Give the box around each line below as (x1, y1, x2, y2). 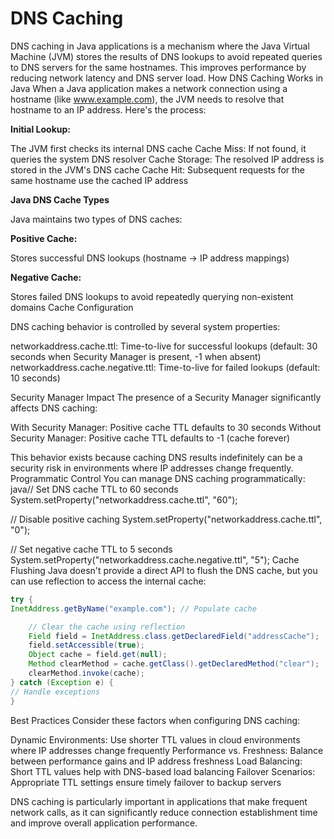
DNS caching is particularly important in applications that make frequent (10, 795, 308, 807)
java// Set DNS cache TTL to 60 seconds (10, 483, 179, 495)
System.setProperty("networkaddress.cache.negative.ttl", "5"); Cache (10, 553, 300, 566)
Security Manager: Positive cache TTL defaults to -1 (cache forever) (10, 432, 291, 444)
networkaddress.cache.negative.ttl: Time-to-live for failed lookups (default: (10, 361, 321, 373)
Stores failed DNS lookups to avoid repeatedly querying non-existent (10, 290, 294, 302)
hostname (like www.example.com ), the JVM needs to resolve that (10, 93, 285, 105)
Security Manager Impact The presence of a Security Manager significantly (10, 391, 322, 403)
